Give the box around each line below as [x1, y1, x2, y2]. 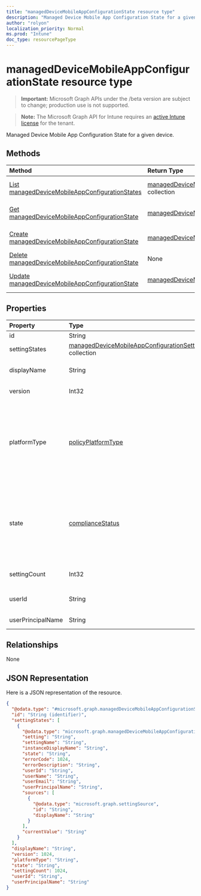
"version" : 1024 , [11, 851, 55, 857]
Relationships [6, 640, 59, 650]
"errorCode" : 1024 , [22, 756, 71, 762]
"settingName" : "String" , [22, 739, 87, 746]
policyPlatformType [68, 437, 124, 446]
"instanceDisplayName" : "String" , [22, 745, 109, 751]
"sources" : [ [22, 790, 55, 796]
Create [9, 229, 29, 238]
